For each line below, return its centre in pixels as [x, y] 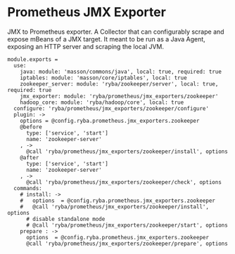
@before [31, 127]
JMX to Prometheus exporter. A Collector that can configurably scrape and [116, 32]
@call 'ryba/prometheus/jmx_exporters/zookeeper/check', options [123, 182]
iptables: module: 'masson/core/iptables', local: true [104, 78]
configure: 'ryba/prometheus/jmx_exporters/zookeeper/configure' [112, 108]
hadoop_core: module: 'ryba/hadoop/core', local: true [102, 102]
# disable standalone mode [65, 219]
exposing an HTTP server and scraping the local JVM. [85, 46]
